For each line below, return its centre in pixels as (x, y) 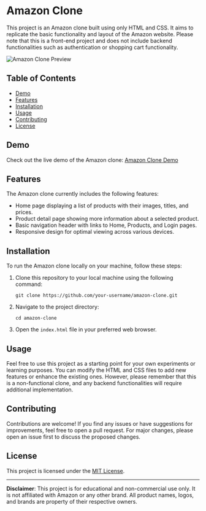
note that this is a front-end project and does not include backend (90, 40)
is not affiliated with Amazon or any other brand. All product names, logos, (100, 495)
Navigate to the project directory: (57, 307)
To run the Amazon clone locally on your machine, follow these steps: (94, 266)
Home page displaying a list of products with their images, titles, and (102, 206)
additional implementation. (40, 390)
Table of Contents (41, 78)
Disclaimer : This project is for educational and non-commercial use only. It (101, 488)
